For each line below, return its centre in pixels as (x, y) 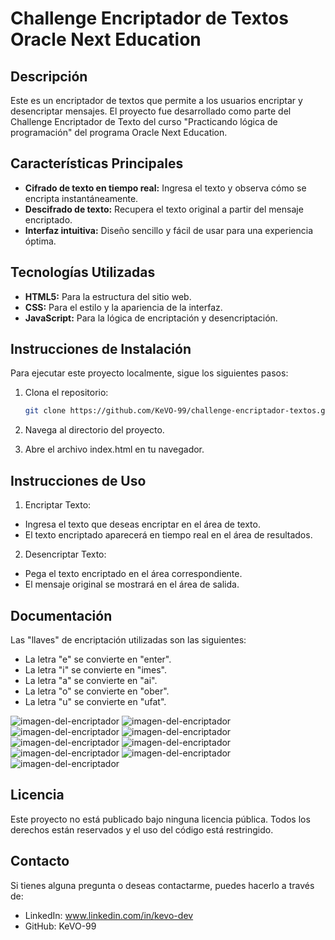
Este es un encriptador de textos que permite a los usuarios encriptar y (156, 100)
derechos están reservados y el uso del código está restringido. (142, 829)
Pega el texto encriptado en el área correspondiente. (133, 574)
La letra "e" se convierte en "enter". (98, 659)
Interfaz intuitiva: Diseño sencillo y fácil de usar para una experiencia (169, 230)
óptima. (40, 241)
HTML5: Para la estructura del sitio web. (108, 296)
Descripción (49, 76)
